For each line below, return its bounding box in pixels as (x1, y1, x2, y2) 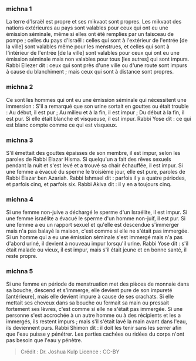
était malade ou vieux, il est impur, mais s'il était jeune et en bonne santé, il (6, 246, 187, 253)
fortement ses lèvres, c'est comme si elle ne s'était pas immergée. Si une (6, 306, 183, 313)
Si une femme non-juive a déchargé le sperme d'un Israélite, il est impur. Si (6, 208, 188, 216)
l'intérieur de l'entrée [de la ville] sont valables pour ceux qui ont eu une (6, 49, 180, 57)
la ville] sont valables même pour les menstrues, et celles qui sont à (6, 43, 170, 50)
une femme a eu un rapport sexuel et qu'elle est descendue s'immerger (6, 221, 180, 228)
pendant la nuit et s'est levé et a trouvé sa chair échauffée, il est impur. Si (6, 161, 183, 169)
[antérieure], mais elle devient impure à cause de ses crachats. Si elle (6, 293, 174, 300)
